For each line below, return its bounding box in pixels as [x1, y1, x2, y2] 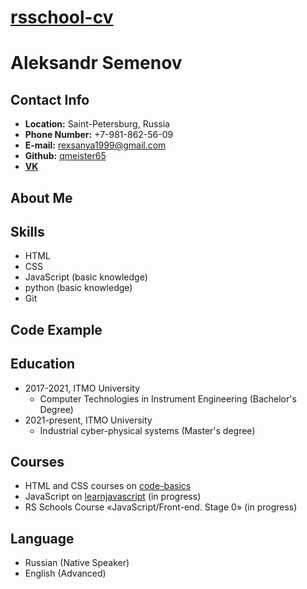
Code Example [10, 321, 103, 338]
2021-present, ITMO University [24, 414, 153, 426]
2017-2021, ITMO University [24, 382, 141, 394]
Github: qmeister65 [24, 150, 107, 162]
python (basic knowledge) [24, 282, 133, 294]
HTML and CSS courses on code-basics [24, 480, 192, 492]
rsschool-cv [10, 6, 114, 29]
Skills [10, 223, 45, 240]
